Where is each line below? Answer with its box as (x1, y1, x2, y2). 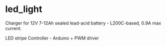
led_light (5, 3, 43, 15)
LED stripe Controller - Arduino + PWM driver (5, 35, 99, 41)
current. (5, 25, 22, 31)
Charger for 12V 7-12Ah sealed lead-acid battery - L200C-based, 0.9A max (5, 20, 161, 26)
